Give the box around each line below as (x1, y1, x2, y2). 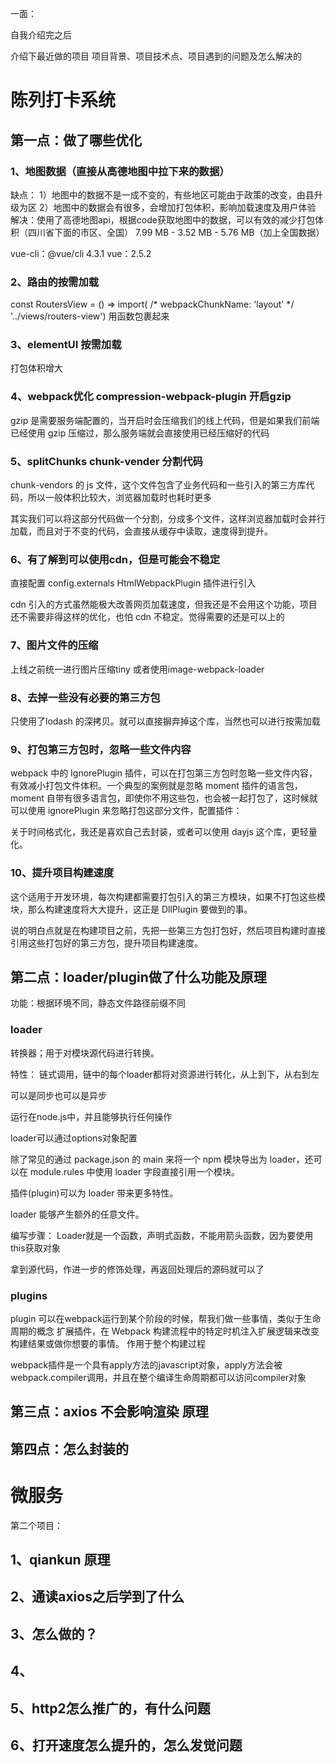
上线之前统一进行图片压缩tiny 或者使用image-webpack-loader (10, 663, 265, 675)
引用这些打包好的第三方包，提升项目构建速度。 (10, 937, 203, 949)
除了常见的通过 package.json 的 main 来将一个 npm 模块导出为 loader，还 (10, 1153, 314, 1165)
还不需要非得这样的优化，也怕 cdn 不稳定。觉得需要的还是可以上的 (10, 611, 285, 623)
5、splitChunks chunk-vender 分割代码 (10, 454, 203, 468)
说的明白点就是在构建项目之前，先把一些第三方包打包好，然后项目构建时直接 (10, 924, 326, 936)
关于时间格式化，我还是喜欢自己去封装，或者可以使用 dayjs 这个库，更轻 (10, 826, 309, 838)
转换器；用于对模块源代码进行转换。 (10, 1047, 160, 1059)
